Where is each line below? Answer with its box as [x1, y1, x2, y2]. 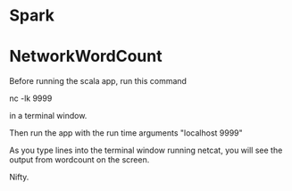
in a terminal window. [9, 111, 88, 121]
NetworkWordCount [9, 46, 163, 67]
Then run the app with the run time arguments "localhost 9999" [9, 128, 243, 138]
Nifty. [9, 171, 29, 183]
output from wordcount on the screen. [9, 154, 150, 165]
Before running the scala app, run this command [9, 76, 188, 87]
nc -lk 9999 [9, 93, 53, 104]
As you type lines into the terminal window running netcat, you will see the [9, 145, 283, 156]
